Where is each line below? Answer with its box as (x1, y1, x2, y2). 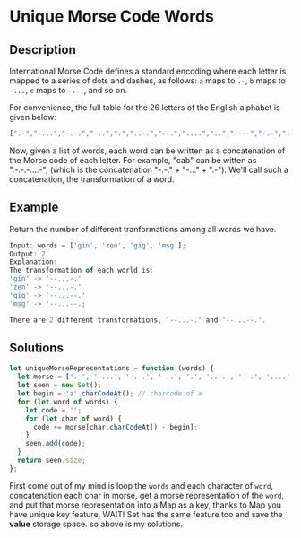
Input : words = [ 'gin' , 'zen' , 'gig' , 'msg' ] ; (9, 240, 186, 250)
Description (9, 42, 76, 57)
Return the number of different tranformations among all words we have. (9, 223, 277, 234)
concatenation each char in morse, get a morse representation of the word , (9, 490, 285, 500)
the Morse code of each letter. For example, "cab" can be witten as (9, 154, 257, 165)
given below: (9, 112, 56, 122)
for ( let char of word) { (25, 414, 123, 423)
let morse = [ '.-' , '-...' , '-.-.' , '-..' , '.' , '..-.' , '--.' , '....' (17, 372, 291, 382)
